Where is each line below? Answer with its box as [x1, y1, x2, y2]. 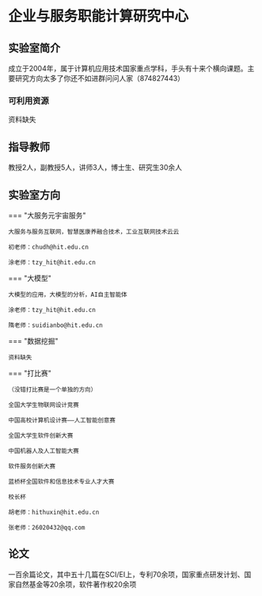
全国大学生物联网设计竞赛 [8, 400, 79, 408]
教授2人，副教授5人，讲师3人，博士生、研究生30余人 [8, 163, 182, 173]
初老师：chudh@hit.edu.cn [8, 243, 89, 251]
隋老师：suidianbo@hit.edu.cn [8, 321, 103, 329]
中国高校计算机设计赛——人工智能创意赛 [8, 416, 116, 424]
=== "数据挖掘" [8, 336, 59, 345]
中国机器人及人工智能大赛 [8, 446, 79, 455]
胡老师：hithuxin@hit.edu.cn [8, 508, 100, 516]
